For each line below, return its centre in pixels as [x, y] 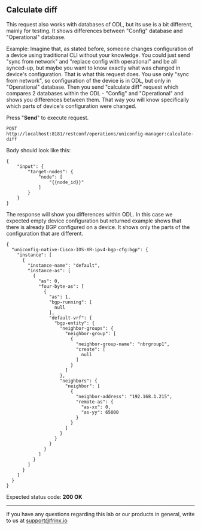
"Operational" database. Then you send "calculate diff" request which [92, 87]
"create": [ [91, 349]
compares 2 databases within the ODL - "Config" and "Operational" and [95, 93]
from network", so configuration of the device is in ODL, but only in [89, 80]
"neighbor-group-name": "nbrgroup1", [123, 344]
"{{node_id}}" [66, 182]
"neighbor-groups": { [86, 328]
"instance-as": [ [49, 270]
